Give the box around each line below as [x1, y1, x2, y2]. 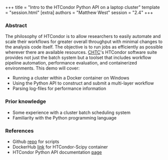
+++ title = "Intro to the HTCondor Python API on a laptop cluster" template [5, 4, 160, 10]
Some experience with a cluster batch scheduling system [12, 109, 131, 115]
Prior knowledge [5, 98, 46, 105]
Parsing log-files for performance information [12, 85, 106, 91]
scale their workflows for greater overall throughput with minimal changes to [5, 38, 163, 44]
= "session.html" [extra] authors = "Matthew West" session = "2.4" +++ [5, 9, 153, 15]
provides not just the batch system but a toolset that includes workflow [5, 54, 151, 60]
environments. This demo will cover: [5, 65, 80, 71]
